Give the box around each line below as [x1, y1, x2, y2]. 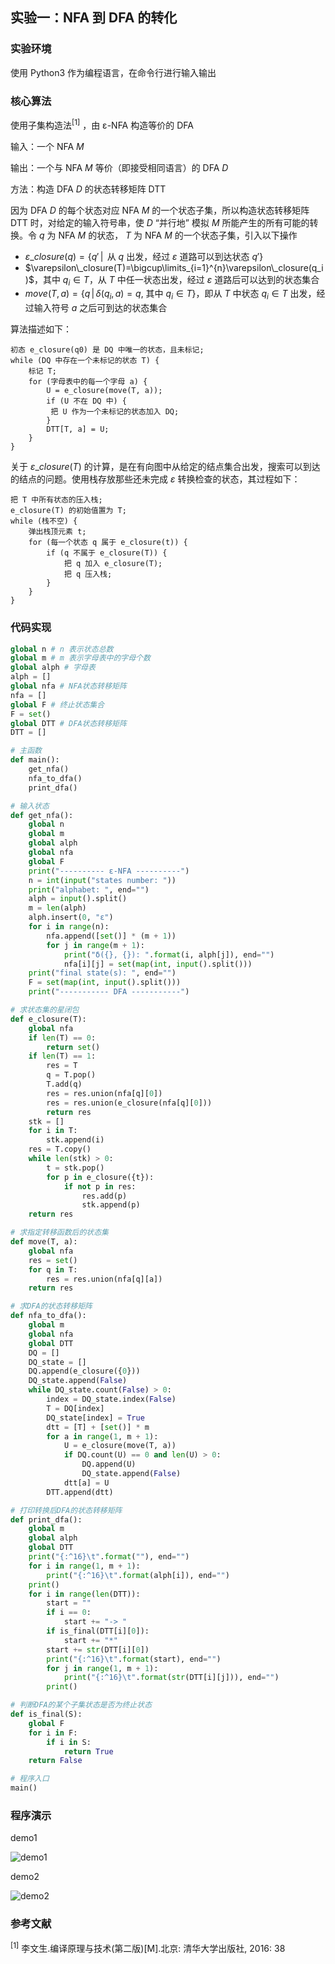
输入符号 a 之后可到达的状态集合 [33, 302, 168, 314]
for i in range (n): [28, 922, 110, 932]
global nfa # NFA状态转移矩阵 [10, 681, 127, 692]
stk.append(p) [81, 1200, 141, 1210]
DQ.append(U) [81, 1459, 137, 1470]
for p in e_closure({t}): [46, 1172, 155, 1182]
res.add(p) [81, 1191, 128, 1201]
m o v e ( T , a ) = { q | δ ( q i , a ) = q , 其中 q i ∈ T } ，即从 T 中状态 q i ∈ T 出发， [24, 288, 317, 302]
